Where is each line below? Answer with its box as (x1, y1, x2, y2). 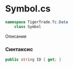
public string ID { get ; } (5, 57, 61, 62)
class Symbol (14, 24, 41, 29)
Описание (5, 33, 26, 39)
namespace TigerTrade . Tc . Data (5, 19, 68, 24)
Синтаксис (5, 45, 33, 52)
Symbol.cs (5, 3, 51, 14)
